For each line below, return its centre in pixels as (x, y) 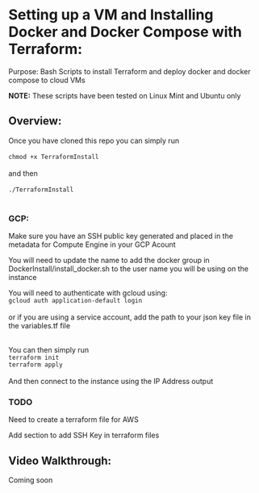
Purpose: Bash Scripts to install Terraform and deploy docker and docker (129, 71)
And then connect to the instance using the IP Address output (111, 382)
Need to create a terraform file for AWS (73, 420)
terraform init (34, 358)
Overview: (35, 121)
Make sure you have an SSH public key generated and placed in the (121, 236)
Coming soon (31, 480)
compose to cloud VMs (47, 80)
